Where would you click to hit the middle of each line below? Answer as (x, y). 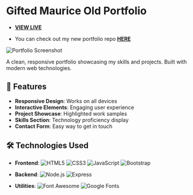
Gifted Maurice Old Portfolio (77, 11)
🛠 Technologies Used (48, 146)
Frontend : (27, 163)
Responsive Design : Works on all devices (66, 101)
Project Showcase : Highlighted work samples (71, 113)
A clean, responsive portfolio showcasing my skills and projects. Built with (96, 62)
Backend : (27, 174)
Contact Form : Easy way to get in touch (64, 126)
